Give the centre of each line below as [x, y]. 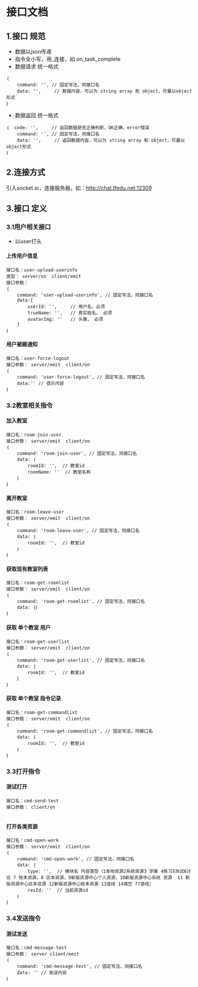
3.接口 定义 [27, 208]
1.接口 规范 [26, 36]
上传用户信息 [22, 256]
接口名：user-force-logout [38, 358]
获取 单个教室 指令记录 [34, 698]
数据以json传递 [33, 52]
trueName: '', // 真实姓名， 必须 [70, 313]
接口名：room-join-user [34, 435]
